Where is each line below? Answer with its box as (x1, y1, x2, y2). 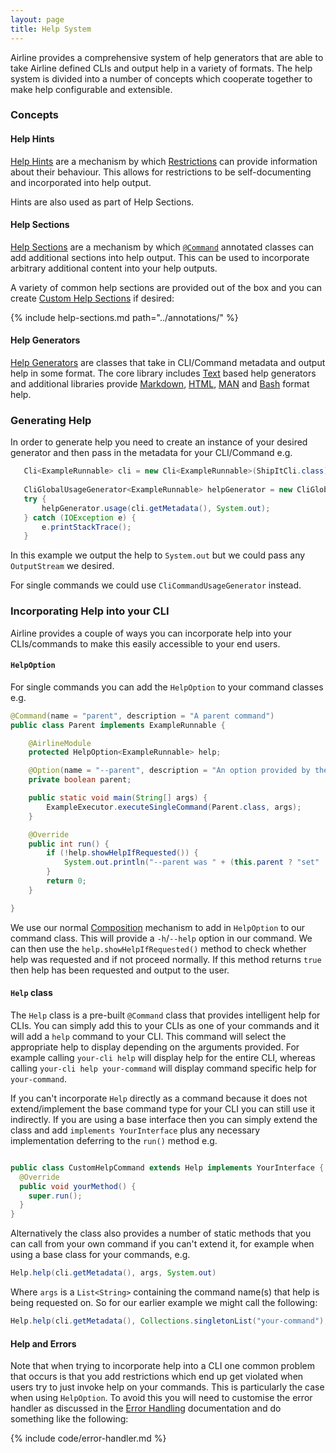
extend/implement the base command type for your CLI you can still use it (10, 1102, 316, 1115)
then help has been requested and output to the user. (10, 964, 230, 976)
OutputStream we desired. (10, 560, 115, 572)
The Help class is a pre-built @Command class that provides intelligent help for (10, 1009, 321, 1021)
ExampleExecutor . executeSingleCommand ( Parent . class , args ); (46, 802, 302, 812)
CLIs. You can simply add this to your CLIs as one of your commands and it (10, 1019, 320, 1031)
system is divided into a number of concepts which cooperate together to (10, 72, 313, 85)
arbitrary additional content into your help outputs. (10, 262, 218, 274)
